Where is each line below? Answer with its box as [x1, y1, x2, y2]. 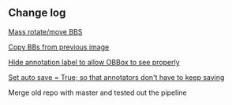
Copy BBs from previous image [8, 42, 110, 52]
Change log [8, 6, 66, 20]
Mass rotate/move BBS [8, 27, 83, 36]
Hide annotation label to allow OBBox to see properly [8, 57, 180, 67]
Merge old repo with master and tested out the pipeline [8, 88, 187, 97]
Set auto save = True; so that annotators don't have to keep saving [8, 72, 225, 81]
